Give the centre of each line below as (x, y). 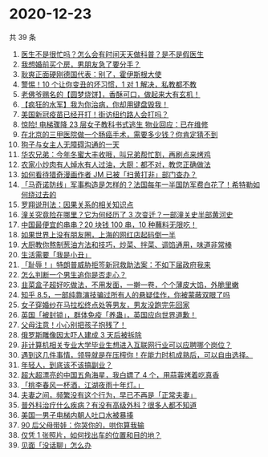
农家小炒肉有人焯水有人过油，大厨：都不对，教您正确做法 (116, 164)
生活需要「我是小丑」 (56, 254)
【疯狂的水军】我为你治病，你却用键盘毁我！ (95, 104)
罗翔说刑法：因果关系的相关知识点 (77, 204)
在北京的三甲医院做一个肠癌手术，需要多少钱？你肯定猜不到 (119, 134)
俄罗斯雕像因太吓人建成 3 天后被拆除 (81, 334)
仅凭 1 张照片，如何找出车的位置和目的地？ (91, 435)
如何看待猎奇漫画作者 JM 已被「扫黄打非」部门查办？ (109, 174)
